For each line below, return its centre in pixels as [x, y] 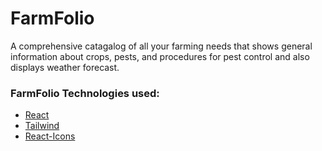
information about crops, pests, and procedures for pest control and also [160, 56]
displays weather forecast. [65, 67]
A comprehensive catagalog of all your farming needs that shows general [161, 46]
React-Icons [50, 136]
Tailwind [42, 126]
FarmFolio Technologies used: [85, 93]
